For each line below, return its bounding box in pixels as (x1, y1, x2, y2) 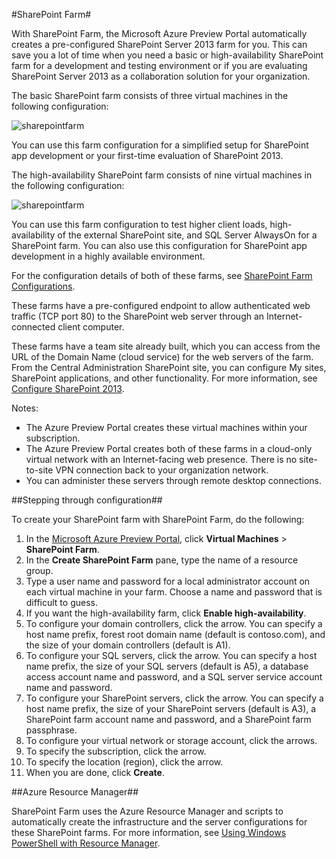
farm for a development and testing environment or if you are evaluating (11, 60, 308, 71)
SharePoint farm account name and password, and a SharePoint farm (25, 714, 312, 725)
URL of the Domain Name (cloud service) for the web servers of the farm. (11, 351, 314, 363)
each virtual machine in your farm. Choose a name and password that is (25, 586, 323, 598)
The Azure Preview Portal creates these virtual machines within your (25, 422, 308, 433)
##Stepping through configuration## (11, 494, 163, 506)
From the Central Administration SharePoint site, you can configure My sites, (11, 362, 327, 373)
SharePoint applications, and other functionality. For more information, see (11, 372, 318, 384)
